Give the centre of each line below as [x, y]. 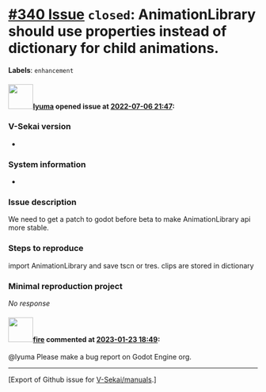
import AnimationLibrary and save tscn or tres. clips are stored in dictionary [131, 265]
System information [47, 164]
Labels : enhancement [41, 70]
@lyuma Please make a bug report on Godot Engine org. [100, 357]
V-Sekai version [40, 127]
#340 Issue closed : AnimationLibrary [132, 15]
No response [29, 303]
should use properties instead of [118, 31]
